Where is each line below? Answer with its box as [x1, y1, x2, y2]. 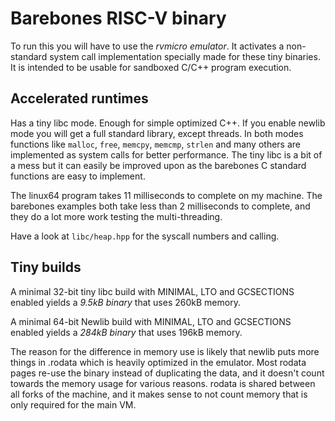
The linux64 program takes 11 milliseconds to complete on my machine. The [10, 189, 323, 201]
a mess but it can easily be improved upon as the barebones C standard [10, 159, 307, 171]
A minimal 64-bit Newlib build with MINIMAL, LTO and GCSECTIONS [10, 315, 292, 327]
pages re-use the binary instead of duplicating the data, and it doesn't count [10, 367, 325, 379]
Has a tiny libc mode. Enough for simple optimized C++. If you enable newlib [10, 117, 326, 129]
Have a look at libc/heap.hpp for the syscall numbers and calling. [10, 230, 280, 242]
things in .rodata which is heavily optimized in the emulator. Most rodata [10, 356, 307, 368]
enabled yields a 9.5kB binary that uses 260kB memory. [10, 296, 241, 308]
